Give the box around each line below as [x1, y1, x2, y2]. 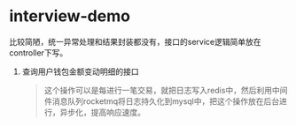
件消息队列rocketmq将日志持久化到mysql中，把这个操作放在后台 [43, 95, 280, 107]
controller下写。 [9, 47, 68, 58]
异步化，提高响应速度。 [59, 107, 146, 117]
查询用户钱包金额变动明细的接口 [21, 66, 139, 77]
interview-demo [9, 6, 131, 26]
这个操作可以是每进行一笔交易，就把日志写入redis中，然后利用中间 [43, 85, 288, 95]
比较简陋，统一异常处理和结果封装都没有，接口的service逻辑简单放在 [9, 36, 261, 47]
